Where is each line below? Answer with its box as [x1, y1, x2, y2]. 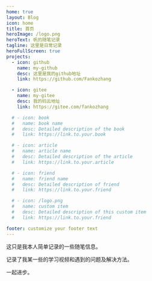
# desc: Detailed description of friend [11, 182, 120, 188]
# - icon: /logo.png [11, 198, 63, 204]
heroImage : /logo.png [6, 31, 61, 37]
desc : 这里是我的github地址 [17, 71, 81, 77]
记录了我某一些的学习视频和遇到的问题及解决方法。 [6, 256, 133, 263]
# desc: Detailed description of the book [11, 126, 125, 132]
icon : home [6, 20, 34, 26]
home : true [6, 8, 34, 15]
